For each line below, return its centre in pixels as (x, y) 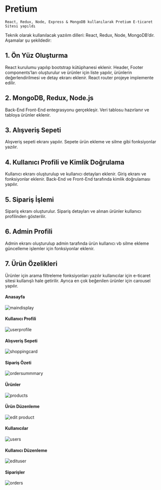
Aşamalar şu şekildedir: (28, 40)
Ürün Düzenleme (22, 406)
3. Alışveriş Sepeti (33, 130)
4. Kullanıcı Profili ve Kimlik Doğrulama (65, 162)
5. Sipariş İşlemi (30, 199)
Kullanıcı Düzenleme (26, 450)
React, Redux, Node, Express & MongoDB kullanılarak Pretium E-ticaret (79, 22)
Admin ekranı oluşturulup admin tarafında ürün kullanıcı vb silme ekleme (77, 243)
